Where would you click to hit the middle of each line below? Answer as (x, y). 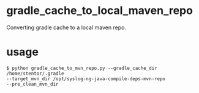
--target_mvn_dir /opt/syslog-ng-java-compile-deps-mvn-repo (86, 79)
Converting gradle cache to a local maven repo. (66, 27)
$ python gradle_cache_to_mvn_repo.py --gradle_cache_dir (82, 68)
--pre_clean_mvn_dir (33, 84)
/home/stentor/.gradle (35, 74)
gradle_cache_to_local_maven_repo (99, 11)
